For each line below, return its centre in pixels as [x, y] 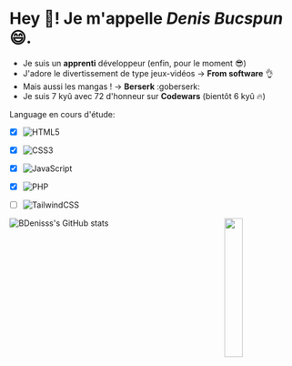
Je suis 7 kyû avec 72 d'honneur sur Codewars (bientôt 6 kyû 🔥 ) [144, 96]
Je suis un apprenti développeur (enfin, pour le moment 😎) [135, 63]
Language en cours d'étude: [62, 114]
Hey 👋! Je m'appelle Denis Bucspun [146, 19]
